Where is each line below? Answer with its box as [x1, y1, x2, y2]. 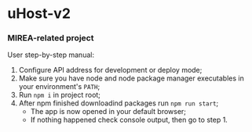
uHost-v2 [7, 5, 71, 23]
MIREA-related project [7, 33, 94, 44]
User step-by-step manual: [7, 50, 95, 59]
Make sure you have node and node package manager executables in [18, 73, 244, 83]
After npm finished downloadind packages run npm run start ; [18, 98, 219, 108]
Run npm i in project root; [18, 91, 101, 100]
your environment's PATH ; [18, 82, 100, 91]
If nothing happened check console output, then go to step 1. [30, 115, 228, 125]
